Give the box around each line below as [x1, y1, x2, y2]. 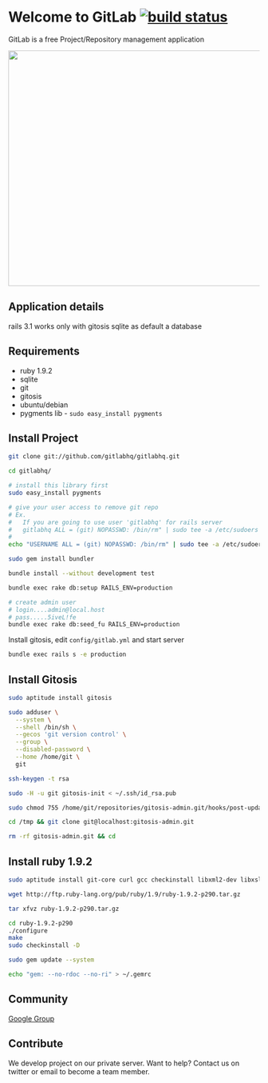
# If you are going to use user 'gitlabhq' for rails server [8, 518, 223, 526]
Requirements [8, 345, 80, 358]
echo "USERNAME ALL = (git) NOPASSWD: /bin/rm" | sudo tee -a [8, 541, 219, 549]
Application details [8, 300, 104, 314]
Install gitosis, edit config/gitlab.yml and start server [8, 635, 185, 645]
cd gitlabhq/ [8, 467, 52, 475]
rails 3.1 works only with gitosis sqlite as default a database [8, 321, 202, 331]
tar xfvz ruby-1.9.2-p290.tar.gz [8, 905, 120, 913]
